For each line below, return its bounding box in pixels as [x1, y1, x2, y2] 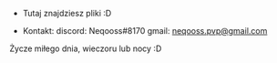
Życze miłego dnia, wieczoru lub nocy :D [9, 43, 162, 54]
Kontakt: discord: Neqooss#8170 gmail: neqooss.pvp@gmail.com [22, 26, 268, 36]
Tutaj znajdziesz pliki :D [22, 8, 112, 18]
